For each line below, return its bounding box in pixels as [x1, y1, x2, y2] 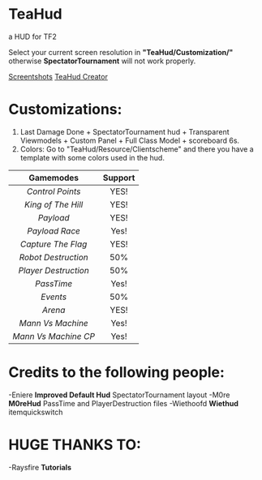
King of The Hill [24, 199, 84, 210]
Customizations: [8, 101, 122, 118]
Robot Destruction [19, 251, 89, 263]
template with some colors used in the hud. [19, 152, 165, 162]
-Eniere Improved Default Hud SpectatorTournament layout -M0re [8, 390, 230, 400]
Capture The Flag [19, 238, 88, 250]
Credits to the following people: [8, 363, 225, 382]
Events [40, 291, 67, 302]
